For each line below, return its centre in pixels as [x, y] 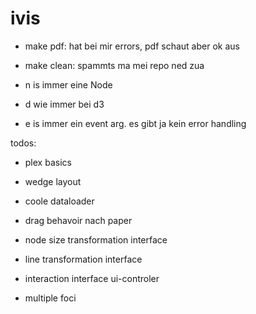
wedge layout [53, 181]
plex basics [48, 162]
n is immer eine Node [68, 84]
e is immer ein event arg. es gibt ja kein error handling [135, 123]
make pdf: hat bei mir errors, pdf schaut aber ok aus [132, 46]
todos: [23, 143]
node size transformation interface [96, 239]
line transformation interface [83, 259]
